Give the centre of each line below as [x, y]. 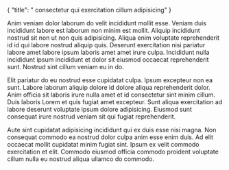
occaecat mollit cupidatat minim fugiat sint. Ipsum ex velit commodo [104, 144]
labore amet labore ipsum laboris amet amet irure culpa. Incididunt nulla [108, 52]
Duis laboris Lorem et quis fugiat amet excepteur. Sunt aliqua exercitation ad [115, 102]
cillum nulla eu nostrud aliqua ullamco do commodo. [81, 159]
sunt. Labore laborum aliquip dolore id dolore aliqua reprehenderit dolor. [109, 87]
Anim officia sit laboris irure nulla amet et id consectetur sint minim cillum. [111, 95]
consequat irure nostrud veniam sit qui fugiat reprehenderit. [92, 117]
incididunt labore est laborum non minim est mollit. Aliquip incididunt [104, 31]
